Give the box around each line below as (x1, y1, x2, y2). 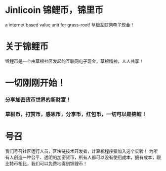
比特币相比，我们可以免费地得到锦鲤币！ (5, 160, 87, 166)
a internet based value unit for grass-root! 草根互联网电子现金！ (5, 22, 135, 28)
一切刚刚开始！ (5, 78, 66, 89)
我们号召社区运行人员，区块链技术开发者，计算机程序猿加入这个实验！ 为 (5, 148, 154, 154)
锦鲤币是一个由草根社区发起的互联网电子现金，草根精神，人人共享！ (5, 58, 144, 64)
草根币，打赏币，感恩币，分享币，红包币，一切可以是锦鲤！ (5, 111, 147, 118)
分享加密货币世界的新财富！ (5, 96, 71, 103)
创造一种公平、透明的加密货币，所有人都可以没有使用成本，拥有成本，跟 (13, 154, 161, 160)
